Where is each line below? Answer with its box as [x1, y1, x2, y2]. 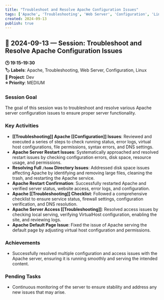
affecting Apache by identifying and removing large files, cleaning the [12, 170, 153, 176]
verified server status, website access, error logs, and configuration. [12, 185, 150, 191]
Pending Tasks [5, 273, 41, 279]
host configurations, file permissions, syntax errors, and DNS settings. [12, 144, 154, 150]
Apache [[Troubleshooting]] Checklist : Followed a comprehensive [12, 190, 147, 196]
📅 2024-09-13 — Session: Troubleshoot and [5, 39, 142, 47]
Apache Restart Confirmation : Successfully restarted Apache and [12, 180, 146, 186]
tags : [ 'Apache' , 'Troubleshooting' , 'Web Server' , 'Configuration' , [5, 12, 150, 17]
